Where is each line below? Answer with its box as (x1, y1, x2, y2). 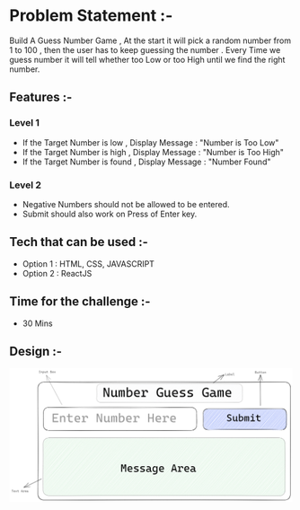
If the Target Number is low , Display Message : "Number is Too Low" (22, 136, 279, 148)
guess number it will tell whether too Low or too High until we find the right (9, 54, 286, 65)
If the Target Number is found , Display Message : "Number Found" (22, 156, 271, 167)
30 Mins (22, 318, 53, 329)
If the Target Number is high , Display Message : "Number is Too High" (22, 146, 285, 157)
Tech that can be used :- (9, 234, 148, 250)
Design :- (9, 343, 63, 359)
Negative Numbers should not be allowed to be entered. (22, 198, 231, 209)
